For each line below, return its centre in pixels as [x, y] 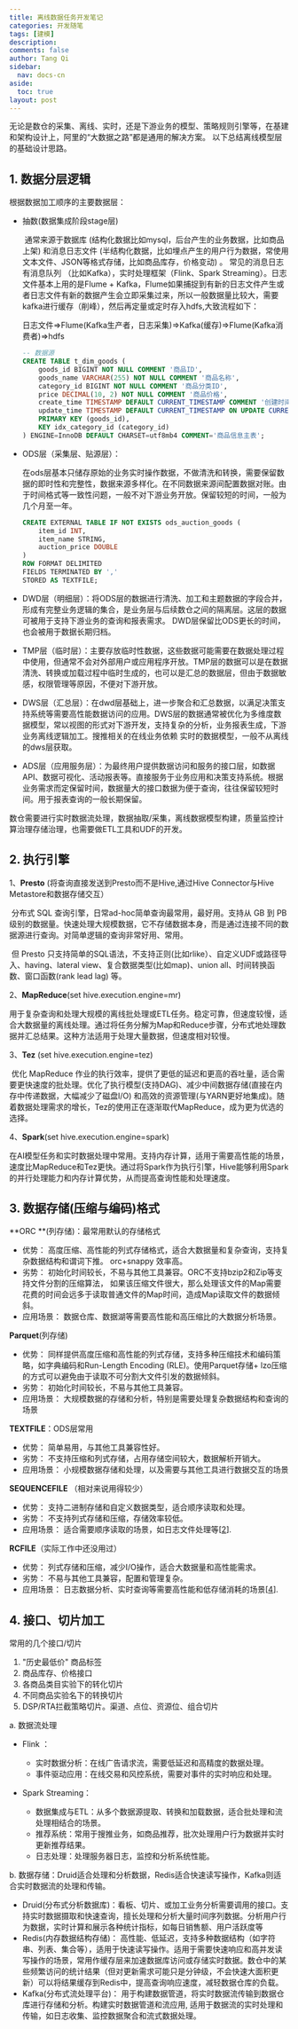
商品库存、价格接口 [57, 1673]
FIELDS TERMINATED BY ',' [70, 572]
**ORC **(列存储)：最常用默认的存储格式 [85, 1231]
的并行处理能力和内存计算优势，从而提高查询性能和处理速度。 [122, 1177]
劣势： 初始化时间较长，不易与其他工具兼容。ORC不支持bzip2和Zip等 [149, 1272]
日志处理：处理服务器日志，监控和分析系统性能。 [125, 1856]
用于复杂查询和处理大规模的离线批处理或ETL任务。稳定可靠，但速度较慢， [145, 1013]
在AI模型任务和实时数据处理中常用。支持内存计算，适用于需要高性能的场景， [149, 1155]
